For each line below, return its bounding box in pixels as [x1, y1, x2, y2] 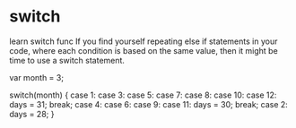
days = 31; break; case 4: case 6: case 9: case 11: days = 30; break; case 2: [9, 98, 289, 109]
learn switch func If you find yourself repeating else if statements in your [9, 36, 278, 47]
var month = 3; [9, 72, 65, 82]
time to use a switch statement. [9, 55, 126, 65]
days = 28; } [9, 108, 55, 119]
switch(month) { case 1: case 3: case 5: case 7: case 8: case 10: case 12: [9, 90, 277, 100]
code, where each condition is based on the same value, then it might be [9, 45, 278, 55]
